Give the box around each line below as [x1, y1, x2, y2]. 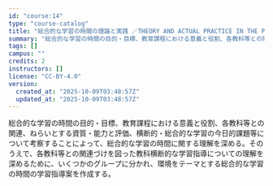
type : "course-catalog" [8, 19, 89, 28]
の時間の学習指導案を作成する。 [8, 169, 115, 179]
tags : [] [8, 42, 38, 50]
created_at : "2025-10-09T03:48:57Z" [15, 87, 140, 96]
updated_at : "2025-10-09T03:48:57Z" [15, 95, 140, 103]
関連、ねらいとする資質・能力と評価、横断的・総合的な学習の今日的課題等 [8, 128, 258, 138]
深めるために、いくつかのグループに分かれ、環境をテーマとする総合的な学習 [8, 159, 264, 169]
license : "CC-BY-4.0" [8, 72, 82, 80]
